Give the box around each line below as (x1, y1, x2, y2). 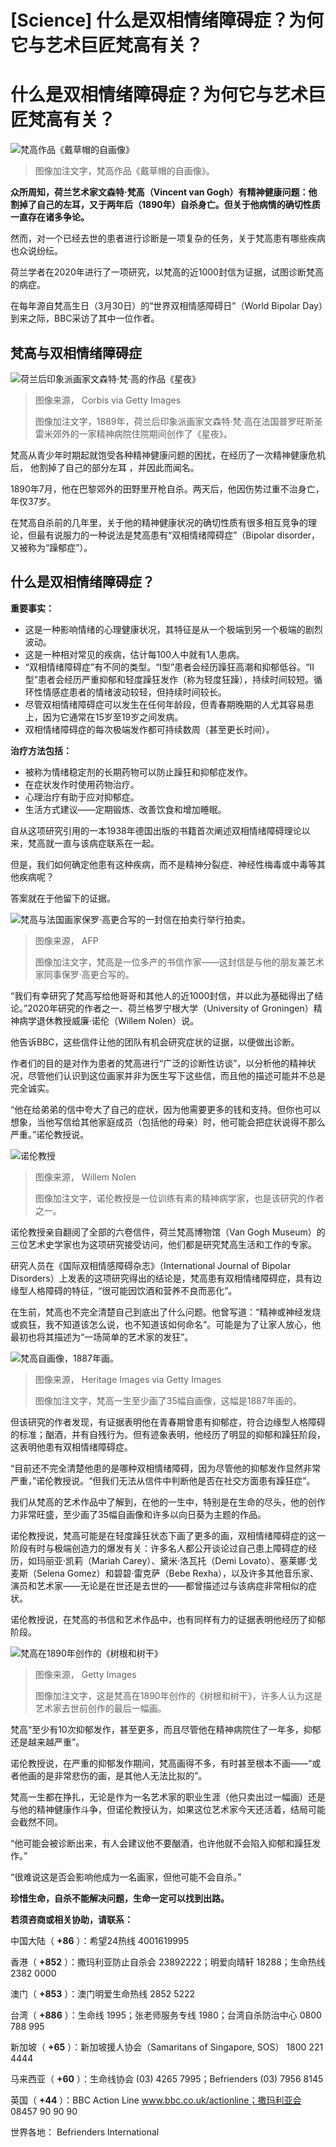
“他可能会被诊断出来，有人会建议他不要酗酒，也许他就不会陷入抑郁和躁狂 (10, 1837, 313, 1849)
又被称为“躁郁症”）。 (10, 541, 93, 553)
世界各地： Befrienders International (10, 2126, 160, 2138)
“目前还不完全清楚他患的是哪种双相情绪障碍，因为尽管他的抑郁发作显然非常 (10, 1462, 322, 1474)
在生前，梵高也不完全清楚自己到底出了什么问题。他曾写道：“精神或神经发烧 (10, 1306, 322, 1318)
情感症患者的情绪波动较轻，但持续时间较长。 (42, 686, 227, 698)
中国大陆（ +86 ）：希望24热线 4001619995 (10, 1934, 190, 1946)
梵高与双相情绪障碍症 (10, 344, 142, 361)
